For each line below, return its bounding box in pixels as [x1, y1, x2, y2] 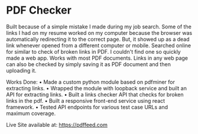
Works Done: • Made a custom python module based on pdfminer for [6, 78, 176, 86]
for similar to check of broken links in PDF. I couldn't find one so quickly [6, 48, 181, 55]
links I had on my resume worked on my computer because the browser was [6, 29, 193, 36]
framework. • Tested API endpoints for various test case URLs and [6, 103, 168, 110]
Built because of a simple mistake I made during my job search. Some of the [6, 23, 192, 30]
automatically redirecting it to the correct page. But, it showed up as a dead [6, 35, 190, 43]
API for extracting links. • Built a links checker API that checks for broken [6, 91, 184, 98]
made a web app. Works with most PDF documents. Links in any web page [6, 54, 188, 61]
